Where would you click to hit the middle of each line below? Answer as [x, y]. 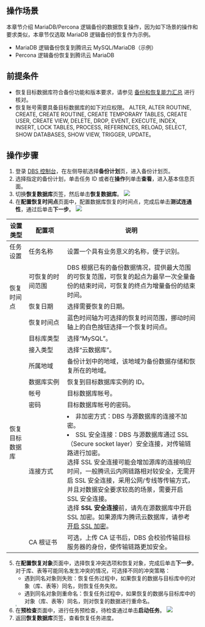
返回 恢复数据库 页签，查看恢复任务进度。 [66, 618]
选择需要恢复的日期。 [98, 306]
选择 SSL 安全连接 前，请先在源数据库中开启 [129, 508]
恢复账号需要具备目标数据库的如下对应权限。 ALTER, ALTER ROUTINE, [103, 107]
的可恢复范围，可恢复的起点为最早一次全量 [128, 277]
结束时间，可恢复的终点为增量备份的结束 [137, 286]
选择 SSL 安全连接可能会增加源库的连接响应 [129, 462]
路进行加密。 [85, 453]
